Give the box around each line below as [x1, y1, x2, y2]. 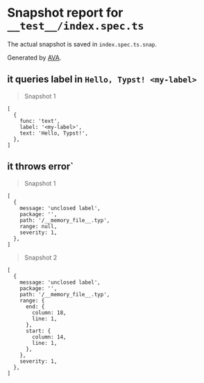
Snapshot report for [7, 5, 124, 21]
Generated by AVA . [7, 53, 62, 62]
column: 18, [32, 309, 67, 316]
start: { [25, 327, 51, 334]
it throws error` [7, 161, 74, 173]
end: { [25, 303, 45, 310]
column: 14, [32, 333, 67, 341]
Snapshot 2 [24, 253, 58, 262]
